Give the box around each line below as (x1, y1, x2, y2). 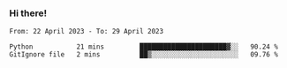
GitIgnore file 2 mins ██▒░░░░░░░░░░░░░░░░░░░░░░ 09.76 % (9, 50, 278, 59)
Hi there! (9, 7, 48, 19)
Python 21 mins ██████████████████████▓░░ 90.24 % (9, 42, 278, 51)
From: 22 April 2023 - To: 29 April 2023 (9, 27, 164, 36)
